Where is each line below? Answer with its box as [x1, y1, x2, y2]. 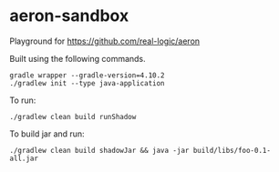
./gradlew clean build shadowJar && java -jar [9, 146, 190, 155]
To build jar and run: [9, 128, 85, 139]
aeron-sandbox [9, 5, 129, 26]
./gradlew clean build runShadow [9, 112, 137, 121]
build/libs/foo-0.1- [192, 146, 272, 155]
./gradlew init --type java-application [9, 78, 166, 87]
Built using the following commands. [9, 53, 146, 64]
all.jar [9, 154, 39, 163]
